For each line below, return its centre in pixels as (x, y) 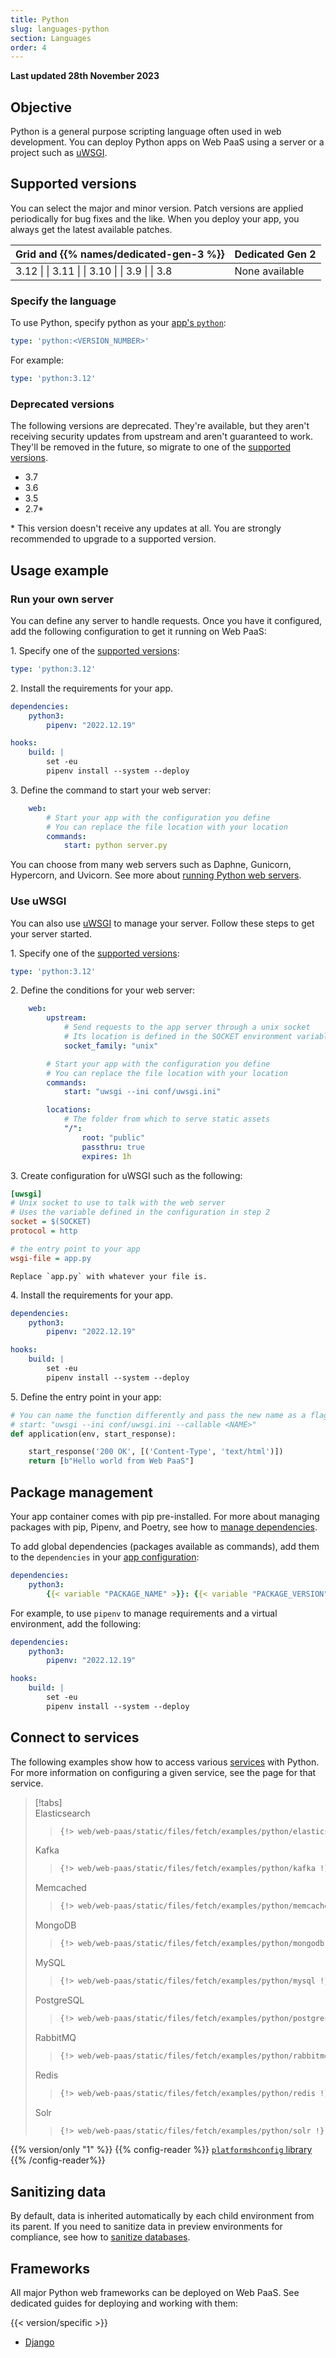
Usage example (60, 570)
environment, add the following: (76, 1623)
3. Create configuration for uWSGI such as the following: (126, 1175)
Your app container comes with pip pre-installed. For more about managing (165, 1517)
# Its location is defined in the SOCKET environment (178, 1037)
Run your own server (62, 599)
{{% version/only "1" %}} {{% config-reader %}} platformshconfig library (161, 2150)
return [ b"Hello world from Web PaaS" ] (111, 1461)
